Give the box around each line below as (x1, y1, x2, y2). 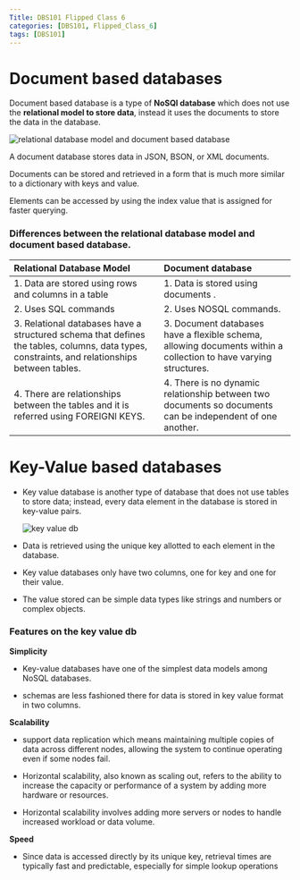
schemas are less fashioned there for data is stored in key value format (21, 690, 284, 700)
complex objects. (21, 603, 87, 613)
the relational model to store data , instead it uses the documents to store (9, 107, 279, 118)
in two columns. (21, 699, 81, 710)
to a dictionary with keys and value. (9, 178, 140, 189)
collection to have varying (163, 351, 272, 363)
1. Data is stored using (163, 276, 258, 289)
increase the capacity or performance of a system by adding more (21, 780, 267, 791)
